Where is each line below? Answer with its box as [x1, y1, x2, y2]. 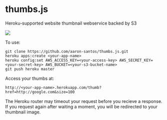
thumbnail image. [5, 109, 41, 115]
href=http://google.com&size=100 [5, 89, 75, 94]
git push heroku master [5, 66, 55, 71]
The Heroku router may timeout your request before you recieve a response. [5, 98, 162, 104]
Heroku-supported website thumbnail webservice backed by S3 [5, 20, 137, 26]
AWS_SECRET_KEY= [119, 58, 153, 63]
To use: [5, 39, 21, 45]
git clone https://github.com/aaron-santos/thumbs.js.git [5, 49, 128, 54]
